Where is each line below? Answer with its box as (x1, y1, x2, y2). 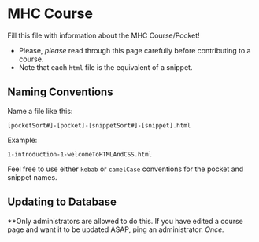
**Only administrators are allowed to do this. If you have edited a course (7, 216, 243, 225)
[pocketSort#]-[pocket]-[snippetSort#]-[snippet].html (7, 121, 191, 130)
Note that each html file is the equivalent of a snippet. (18, 62, 193, 71)
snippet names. (7, 172, 57, 181)
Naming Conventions (7, 86, 113, 99)
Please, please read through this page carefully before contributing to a (18, 46, 251, 55)
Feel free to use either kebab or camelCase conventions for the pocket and (7, 164, 244, 174)
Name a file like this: (7, 106, 73, 115)
